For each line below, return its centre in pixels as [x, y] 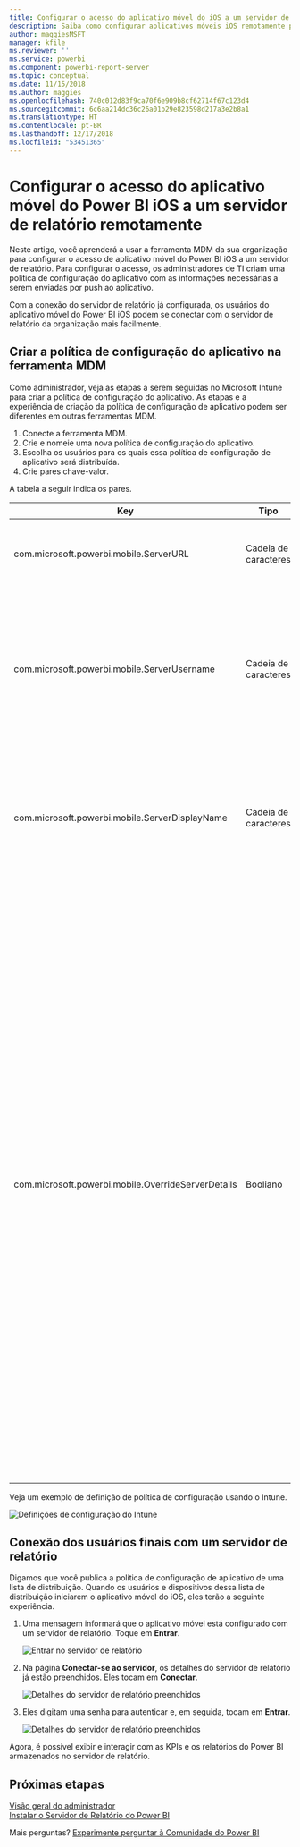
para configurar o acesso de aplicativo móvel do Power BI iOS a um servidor [150, 258]
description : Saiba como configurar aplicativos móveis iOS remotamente [147, 26]
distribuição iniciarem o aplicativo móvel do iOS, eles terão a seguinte [137, 1597]
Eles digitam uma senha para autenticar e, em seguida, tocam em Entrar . [156, 1712]
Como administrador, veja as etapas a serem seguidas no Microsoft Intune [146, 387]
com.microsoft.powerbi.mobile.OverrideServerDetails [125, 1184]
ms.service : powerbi [48, 59]
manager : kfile [37, 42]
